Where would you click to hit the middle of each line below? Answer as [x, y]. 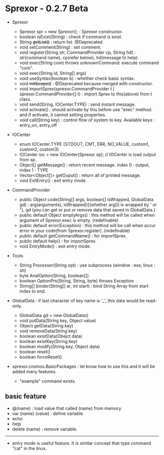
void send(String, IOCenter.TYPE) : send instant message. [77, 104]
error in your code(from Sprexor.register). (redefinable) [75, 230]
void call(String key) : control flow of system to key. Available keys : [87, 120]
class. [25, 99]
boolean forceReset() [41, 357]
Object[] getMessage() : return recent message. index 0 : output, [84, 165]
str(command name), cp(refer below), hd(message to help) [79, 57]
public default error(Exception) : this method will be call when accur [88, 225]
